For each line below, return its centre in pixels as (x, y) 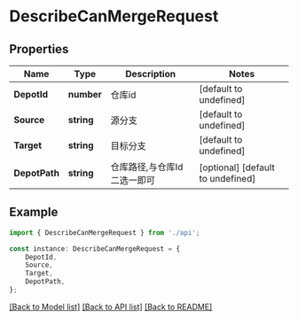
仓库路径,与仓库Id (147, 167)
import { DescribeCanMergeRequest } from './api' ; (105, 232)
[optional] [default (237, 168)
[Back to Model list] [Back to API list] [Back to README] (111, 307)
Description (150, 74)
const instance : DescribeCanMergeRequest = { (94, 249)
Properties (39, 49)
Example (34, 212)
